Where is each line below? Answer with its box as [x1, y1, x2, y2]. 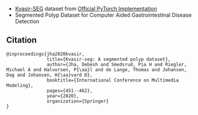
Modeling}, [6, 82, 34, 89]
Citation [6, 35, 37, 46]
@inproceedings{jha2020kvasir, [6, 51, 85, 57]
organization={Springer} [46, 98, 110, 104]
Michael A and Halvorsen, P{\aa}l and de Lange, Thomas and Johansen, [6, 66, 187, 72]
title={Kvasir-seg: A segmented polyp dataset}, [46, 56, 171, 62]
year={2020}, [46, 93, 79, 99]
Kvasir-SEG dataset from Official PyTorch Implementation [14, 5, 158, 12]
